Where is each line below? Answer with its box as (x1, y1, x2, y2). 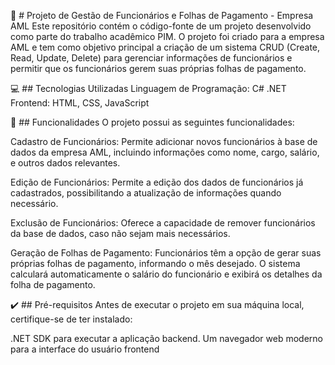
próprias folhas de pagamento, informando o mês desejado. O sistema (10, 258, 301, 269)
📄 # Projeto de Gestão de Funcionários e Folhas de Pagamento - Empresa (10, 10, 314, 21)
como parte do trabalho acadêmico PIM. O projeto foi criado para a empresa (10, 31, 325, 42)
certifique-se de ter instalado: (10, 313, 133, 325)
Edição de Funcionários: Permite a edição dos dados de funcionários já (10, 176, 304, 188)
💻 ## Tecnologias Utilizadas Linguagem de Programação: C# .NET (10, 83, 287, 94)
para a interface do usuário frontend (10, 343, 160, 355)
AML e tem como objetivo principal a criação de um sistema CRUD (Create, (10, 41, 321, 53)
